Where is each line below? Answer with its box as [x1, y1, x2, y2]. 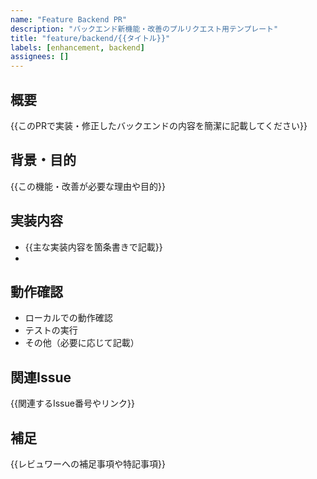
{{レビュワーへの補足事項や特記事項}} [10, 458, 166, 470]
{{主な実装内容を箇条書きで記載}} [24, 241, 163, 253]
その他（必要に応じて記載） [24, 337, 140, 349]
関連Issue [10, 369, 72, 386]
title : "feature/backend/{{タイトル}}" [10, 33, 171, 43]
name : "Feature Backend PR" [10, 14, 128, 25]
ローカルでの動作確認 [24, 312, 113, 324]
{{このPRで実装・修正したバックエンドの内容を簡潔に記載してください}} [10, 119, 308, 131]
